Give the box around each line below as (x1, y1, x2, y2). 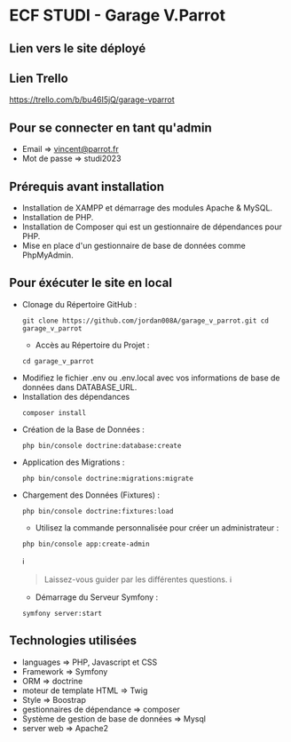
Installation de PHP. (21, 212, 94, 223)
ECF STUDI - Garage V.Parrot (9, 5, 226, 26)
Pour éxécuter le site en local (9, 275, 173, 291)
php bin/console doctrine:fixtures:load (21, 507, 174, 515)
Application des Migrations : (21, 457, 125, 467)
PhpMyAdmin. (21, 250, 74, 260)
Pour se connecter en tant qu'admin (9, 120, 212, 135)
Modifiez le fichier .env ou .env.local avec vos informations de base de (21, 372, 280, 383)
